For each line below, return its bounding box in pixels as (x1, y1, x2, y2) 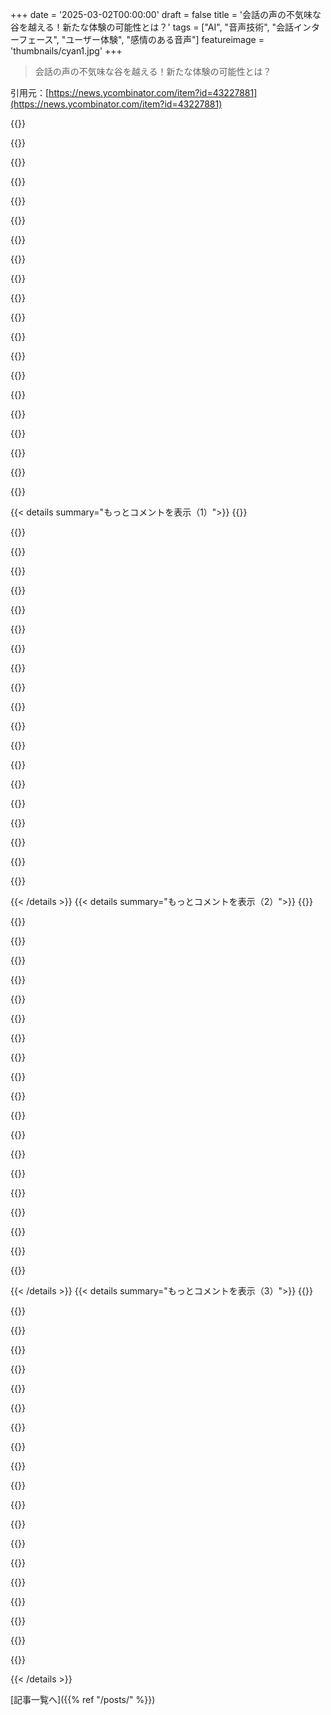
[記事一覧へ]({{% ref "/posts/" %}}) (10, 1694, 156, 1705)
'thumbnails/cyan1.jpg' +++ (10, 45, 123, 57)
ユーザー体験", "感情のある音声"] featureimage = (65, 34, 265, 45)
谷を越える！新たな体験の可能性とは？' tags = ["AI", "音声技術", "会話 (10, 21, 295, 33)
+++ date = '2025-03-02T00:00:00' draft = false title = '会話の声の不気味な (10, 9, 322, 20)
